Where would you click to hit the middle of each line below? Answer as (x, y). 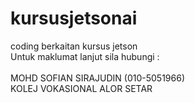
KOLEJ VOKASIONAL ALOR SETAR (81, 88)
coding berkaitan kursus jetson (74, 46)
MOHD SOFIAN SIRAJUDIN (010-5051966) (98, 78)
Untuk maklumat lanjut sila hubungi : (85, 56)
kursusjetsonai (74, 18)
